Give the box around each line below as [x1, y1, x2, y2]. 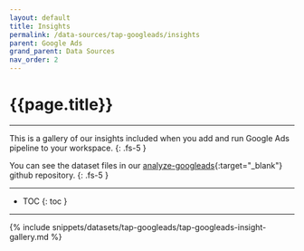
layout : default [9, 13, 71, 23]
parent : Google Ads [9, 38, 83, 48]
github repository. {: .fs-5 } [9, 169, 109, 180]
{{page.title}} [9, 94, 113, 115]
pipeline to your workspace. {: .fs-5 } [9, 142, 147, 153]
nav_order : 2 [9, 55, 59, 64]
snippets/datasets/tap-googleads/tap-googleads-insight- [52, 221, 267, 232]
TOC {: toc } [22, 196, 68, 207]
